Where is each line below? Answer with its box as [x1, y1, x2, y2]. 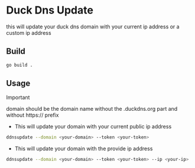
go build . [6, 62, 33, 68]
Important [6, 94, 30, 101]
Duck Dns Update [6, 4, 93, 17]
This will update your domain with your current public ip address [14, 123, 172, 130]
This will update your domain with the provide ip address [14, 145, 153, 152]
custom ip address [6, 29, 51, 36]
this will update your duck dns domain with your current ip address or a [6, 23, 180, 30]
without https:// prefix [6, 111, 59, 118]
